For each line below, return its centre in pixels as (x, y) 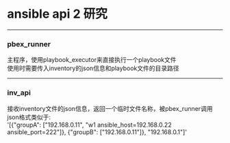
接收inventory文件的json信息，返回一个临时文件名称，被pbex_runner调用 (110, 108)
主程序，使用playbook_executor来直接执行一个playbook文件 (92, 60)
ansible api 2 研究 (57, 14)
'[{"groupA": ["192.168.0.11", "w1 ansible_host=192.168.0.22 (90, 125)
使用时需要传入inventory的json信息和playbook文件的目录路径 (93, 68)
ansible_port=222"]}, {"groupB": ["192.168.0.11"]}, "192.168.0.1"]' (97, 132)
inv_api (19, 93)
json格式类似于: (29, 117)
